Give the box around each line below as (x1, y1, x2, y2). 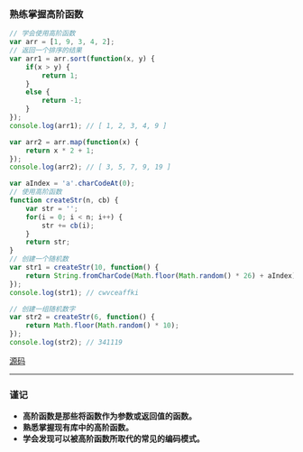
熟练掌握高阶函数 (9, 7, 84, 20)
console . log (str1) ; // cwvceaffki (9, 288, 140, 297)
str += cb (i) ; (41, 221, 95, 230)
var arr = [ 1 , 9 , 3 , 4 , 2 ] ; (9, 38, 115, 47)
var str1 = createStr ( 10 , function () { (9, 263, 160, 272)
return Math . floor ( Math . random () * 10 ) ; (25, 321, 179, 330)
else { (25, 88, 50, 97)
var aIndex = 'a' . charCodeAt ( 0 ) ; (9, 179, 135, 189)
